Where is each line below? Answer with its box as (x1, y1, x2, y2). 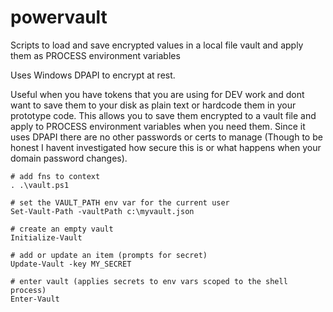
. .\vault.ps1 (10, 180, 70, 190)
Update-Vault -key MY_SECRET (10, 259, 132, 269)
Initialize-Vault (10, 232, 83, 243)
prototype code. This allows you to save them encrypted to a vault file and (10, 109, 317, 121)
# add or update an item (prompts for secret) (10, 250, 208, 260)
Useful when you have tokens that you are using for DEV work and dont (10, 88, 305, 100)
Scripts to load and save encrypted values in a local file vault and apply (10, 39, 304, 51)
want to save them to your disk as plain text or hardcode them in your (10, 99, 297, 111)
